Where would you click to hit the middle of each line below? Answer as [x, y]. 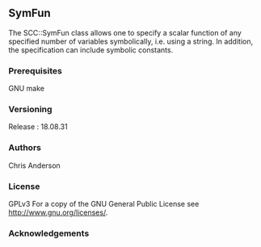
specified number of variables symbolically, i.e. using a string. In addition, [130, 41]
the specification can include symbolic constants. [91, 50]
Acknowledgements [49, 233]
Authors [25, 148]
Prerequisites [35, 70]
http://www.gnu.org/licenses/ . [58, 212]
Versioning [30, 110]
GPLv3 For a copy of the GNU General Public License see [104, 204]
